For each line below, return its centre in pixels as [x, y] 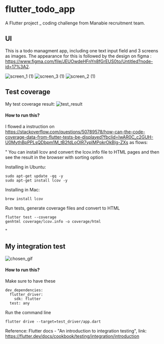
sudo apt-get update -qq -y [34, 176]
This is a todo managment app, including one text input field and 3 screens [82, 50]
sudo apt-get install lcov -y [37, 180]
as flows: [138, 142]
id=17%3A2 [17, 66]
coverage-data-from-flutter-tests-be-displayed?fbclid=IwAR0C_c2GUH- [79, 137]
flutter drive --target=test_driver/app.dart [53, 322]
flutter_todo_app [40, 9]
